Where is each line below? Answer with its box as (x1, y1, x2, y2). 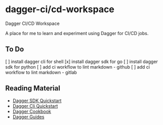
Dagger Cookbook (12, 108, 52, 114)
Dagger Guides (12, 113, 45, 120)
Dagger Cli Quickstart (12, 103, 58, 109)
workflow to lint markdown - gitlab (5, 69, 77, 75)
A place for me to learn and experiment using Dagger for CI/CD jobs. (5, 30, 149, 36)
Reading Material (5, 84, 60, 92)
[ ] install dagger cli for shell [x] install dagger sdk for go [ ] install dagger (5, 58, 158, 65)
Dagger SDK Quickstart (12, 98, 62, 104)
